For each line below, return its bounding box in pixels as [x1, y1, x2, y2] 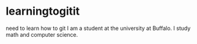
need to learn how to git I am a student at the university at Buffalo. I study [6, 24, 191, 32]
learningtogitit [6, 4, 80, 18]
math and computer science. [6, 31, 78, 38]
